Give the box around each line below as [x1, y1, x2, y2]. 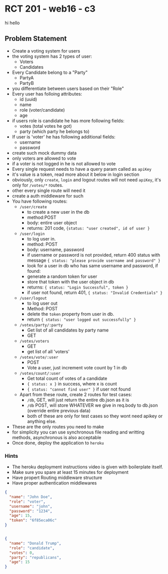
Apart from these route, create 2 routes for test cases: [19, 391, 132, 397]
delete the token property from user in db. [27, 311, 115, 317]
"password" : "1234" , [9, 508, 52, 513]
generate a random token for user [27, 273, 97, 279]
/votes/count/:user [19, 371, 61, 376]
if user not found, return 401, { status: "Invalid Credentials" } [27, 289, 162, 296]
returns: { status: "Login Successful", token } [27, 284, 129, 290]
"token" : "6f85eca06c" [9, 518, 57, 523]
